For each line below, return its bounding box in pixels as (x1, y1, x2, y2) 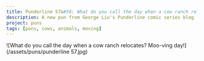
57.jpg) (70, 48, 88, 56)
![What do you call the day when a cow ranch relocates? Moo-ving (6, 42, 173, 49)
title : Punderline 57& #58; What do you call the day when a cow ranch (6, 8, 189, 15)
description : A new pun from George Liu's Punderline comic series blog (6, 14, 194, 20)
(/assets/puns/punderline (6, 48, 70, 56)
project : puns (6, 20, 42, 26)
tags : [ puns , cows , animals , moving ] (6, 25, 102, 32)
